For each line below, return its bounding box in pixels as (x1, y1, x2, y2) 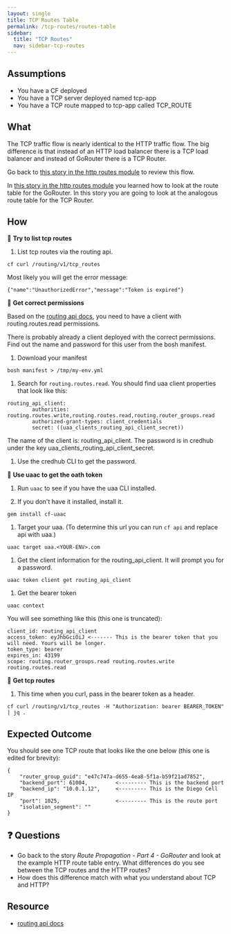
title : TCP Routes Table (7, 17, 79, 24)
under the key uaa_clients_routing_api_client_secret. (7, 444, 156, 452)
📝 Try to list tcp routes (7, 234, 73, 243)
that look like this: (17, 387, 68, 395)
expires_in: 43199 (7, 652, 60, 659)
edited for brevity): (7, 754, 61, 762)
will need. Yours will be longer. (7, 640, 107, 647)
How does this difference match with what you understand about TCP (17, 874, 216, 882)
